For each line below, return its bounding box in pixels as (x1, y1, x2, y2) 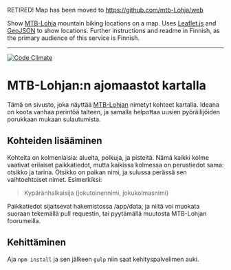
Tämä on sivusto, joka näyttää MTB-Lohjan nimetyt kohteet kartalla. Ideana (7, 100, 220, 109)
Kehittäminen (7, 237, 67, 249)
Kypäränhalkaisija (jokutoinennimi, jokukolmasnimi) (23, 189, 169, 197)
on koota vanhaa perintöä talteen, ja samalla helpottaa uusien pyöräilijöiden (7, 107, 221, 116)
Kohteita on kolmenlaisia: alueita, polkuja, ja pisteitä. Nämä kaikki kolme (7, 153, 210, 161)
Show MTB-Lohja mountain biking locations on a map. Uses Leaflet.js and (7, 19, 217, 27)
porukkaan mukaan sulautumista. (7, 115, 101, 123)
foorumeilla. (7, 216, 41, 225)
